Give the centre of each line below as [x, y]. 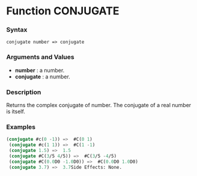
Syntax [17, 30]
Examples [21, 127]
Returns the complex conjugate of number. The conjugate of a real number [99, 105]
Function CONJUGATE [63, 11]
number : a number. [40, 70]
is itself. [16, 111]
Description [24, 92]
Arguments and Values [40, 57]
